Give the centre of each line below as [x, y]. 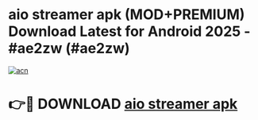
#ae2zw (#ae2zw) [69, 48]
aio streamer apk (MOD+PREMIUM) [127, 15]
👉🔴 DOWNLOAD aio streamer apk [123, 104]
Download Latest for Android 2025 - [129, 31]
